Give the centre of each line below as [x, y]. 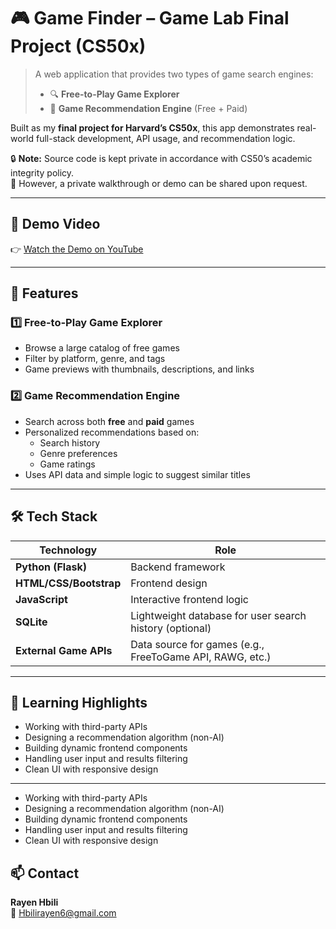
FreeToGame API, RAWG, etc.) [201, 657]
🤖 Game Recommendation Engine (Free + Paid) [148, 108]
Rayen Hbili [34, 902]
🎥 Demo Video [55, 224]
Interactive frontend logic [189, 599]
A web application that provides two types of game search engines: [174, 74]
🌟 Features [44, 293]
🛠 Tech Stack [54, 516]
